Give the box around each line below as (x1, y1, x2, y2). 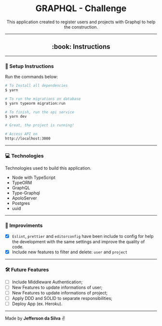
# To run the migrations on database (5, 96, 81, 101)
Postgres (12, 201, 30, 206)
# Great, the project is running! (5, 123, 75, 128)
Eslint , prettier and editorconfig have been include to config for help (12, 233, 154, 239)
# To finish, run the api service (5, 109, 75, 114)
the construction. (64, 24, 98, 30)
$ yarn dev (5, 114, 27, 119)
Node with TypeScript (12, 175, 55, 181)
